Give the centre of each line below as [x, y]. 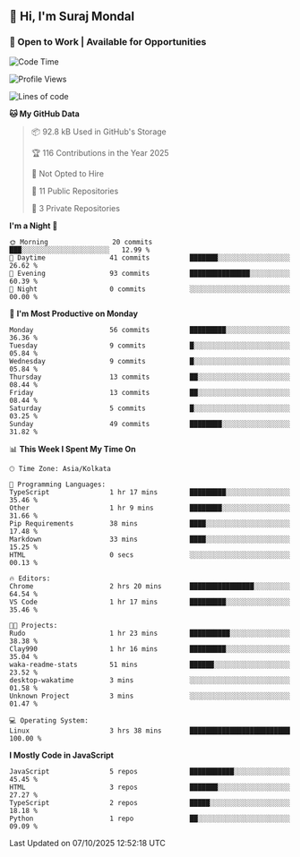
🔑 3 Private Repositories [76, 208]
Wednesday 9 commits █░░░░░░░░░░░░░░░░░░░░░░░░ [150, 361]
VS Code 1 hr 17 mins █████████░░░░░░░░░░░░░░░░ [150, 602]
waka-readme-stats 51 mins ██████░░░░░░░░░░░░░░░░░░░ [150, 664]
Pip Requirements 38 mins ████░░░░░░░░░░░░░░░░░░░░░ [150, 523]
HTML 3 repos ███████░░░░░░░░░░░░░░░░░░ [150, 787]
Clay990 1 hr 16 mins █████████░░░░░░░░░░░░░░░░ [150, 649]
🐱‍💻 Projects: [34, 625]
